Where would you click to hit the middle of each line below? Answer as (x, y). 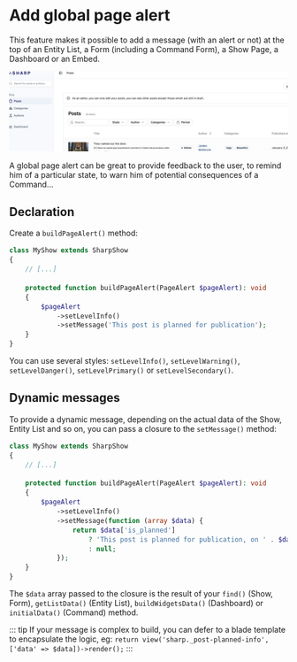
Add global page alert (90, 15)
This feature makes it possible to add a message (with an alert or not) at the (147, 40)
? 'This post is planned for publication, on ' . (181, 539)
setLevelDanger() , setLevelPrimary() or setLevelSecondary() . (122, 370)
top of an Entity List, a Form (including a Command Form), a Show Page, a (144, 49)
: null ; (102, 549)
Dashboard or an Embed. (54, 58)
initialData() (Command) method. (74, 612)
